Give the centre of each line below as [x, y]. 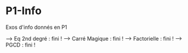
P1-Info [24, 11]
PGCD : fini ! [21, 45]
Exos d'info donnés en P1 [37, 27]
